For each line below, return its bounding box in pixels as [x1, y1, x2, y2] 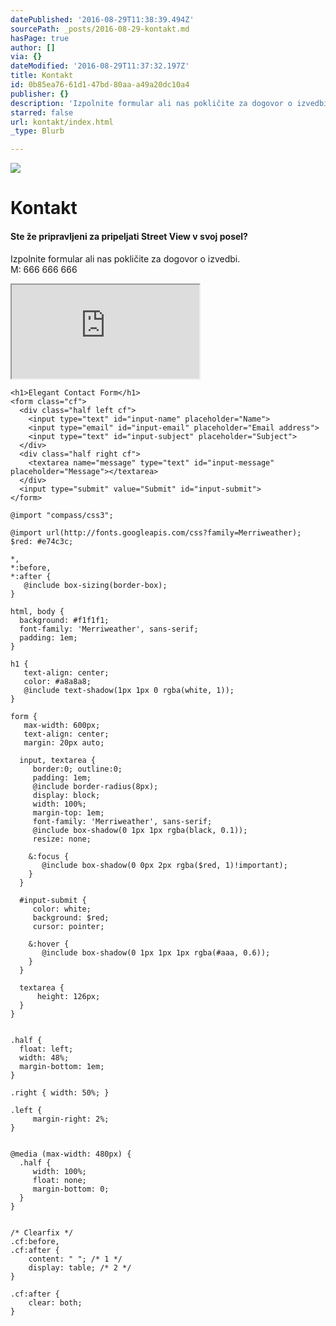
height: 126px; [36, 991, 101, 1001]
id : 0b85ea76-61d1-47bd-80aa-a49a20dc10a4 [10, 80, 190, 90]
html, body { [10, 606, 65, 616]
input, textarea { [19, 755, 97, 765]
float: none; [32, 1175, 87, 1185]
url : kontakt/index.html [10, 117, 114, 127]
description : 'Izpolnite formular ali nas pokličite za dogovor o [10, 98, 293, 108]
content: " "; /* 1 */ [28, 1254, 123, 1264]
